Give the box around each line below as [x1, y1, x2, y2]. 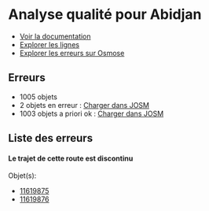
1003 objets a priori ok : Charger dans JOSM [19, 109, 164, 118]
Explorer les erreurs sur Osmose [19, 48, 125, 57]
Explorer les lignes [19, 39, 80, 49]
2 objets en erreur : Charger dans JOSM [19, 100, 149, 109]
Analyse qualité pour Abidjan [8, 6, 202, 24]
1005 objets [19, 92, 57, 102]
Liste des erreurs [8, 131, 93, 145]
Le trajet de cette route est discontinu [8, 154, 134, 163]
